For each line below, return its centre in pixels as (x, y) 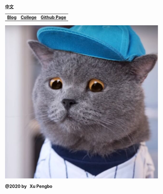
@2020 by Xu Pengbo (29, 186)
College (29, 17)
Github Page (53, 17)
